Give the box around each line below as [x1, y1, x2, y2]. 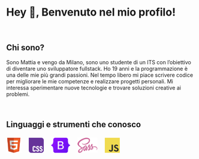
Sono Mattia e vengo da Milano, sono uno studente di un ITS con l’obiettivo [6, 58, 192, 65]
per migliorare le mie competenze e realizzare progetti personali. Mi [6, 77, 174, 85]
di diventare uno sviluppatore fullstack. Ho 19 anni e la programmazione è [6, 65, 188, 72]
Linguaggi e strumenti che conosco [6, 119, 141, 130]
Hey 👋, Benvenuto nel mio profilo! [6, 5, 176, 19]
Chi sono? [6, 43, 45, 53]
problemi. [6, 90, 30, 98]
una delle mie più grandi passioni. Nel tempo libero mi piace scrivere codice [6, 71, 194, 79]
